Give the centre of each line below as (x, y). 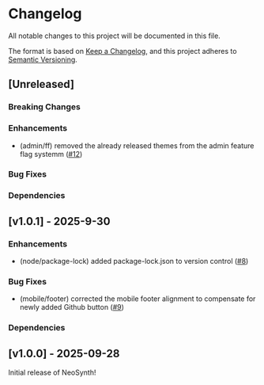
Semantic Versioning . (43, 59)
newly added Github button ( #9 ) (72, 307)
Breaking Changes (45, 107)
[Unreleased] (41, 84)
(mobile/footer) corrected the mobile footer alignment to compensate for (138, 299)
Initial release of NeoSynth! (52, 372)
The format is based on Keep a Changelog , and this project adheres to (123, 51)
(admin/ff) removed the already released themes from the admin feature (137, 145)
